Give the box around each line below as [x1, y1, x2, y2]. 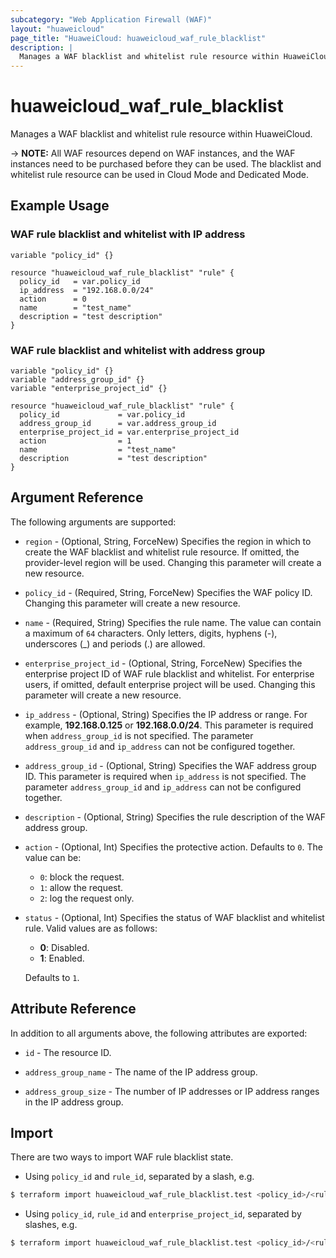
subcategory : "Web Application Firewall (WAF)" [10, 14, 213, 25]
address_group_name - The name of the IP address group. [24, 1066, 258, 1078]
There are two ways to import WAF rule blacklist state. [10, 1151, 234, 1163]
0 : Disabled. [39, 941, 90, 953]
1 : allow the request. [39, 881, 124, 893]
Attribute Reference [10, 1001, 137, 1018]
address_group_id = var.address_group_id [19, 419, 217, 429]
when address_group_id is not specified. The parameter [24, 729, 254, 741]
